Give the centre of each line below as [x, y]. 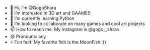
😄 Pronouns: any [28, 36]
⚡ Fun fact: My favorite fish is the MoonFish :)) [58, 42]
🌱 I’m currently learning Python [42, 18]
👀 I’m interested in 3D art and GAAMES [50, 13]
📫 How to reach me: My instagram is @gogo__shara [64, 29]
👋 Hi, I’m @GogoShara [33, 8]
